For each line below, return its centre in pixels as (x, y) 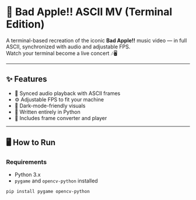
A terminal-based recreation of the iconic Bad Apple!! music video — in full (97, 40)
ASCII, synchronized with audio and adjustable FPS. (68, 47)
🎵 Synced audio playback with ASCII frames (67, 93)
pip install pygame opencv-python (48, 192)
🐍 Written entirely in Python (47, 112)
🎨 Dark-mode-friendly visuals (50, 106)
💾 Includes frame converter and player (61, 118)
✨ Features (27, 79)
